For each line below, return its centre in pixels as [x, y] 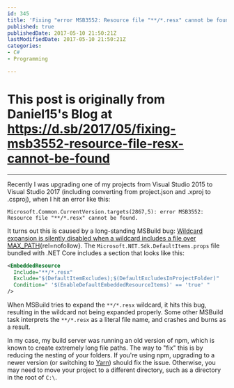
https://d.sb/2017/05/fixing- [92, 129]
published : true [31, 26]
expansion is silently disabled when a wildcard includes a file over [102, 238]
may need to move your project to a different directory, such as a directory [114, 370]
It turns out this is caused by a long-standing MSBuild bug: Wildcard [105, 231]
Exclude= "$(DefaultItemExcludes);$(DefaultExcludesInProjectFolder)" [116, 279]
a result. [19, 327]
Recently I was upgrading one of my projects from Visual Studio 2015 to [110, 184]
